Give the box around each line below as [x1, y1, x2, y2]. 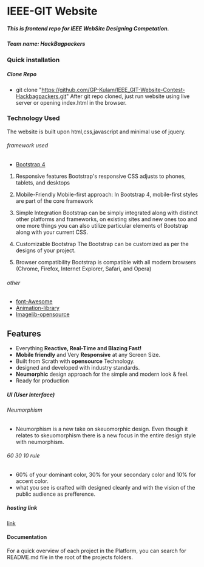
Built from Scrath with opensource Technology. [15, 357, 135, 365]
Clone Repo [7, 71, 37, 78]
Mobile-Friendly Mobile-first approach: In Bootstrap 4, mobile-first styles [15, 191, 199, 198]
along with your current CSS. [15, 228, 89, 236]
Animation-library [15, 305, 60, 312]
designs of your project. [15, 247, 76, 254]
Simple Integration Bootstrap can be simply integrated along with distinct [15, 209, 198, 216]
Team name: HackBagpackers [7, 40, 86, 48]
